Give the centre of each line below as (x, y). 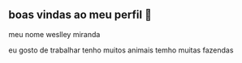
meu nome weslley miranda (54, 34)
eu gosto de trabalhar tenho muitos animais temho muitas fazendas (121, 50)
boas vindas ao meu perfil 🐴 (80, 15)
